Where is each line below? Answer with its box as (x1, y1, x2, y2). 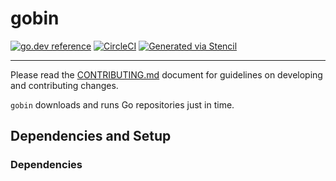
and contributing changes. (10, 79, 119, 91)
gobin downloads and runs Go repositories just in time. (10, 98, 235, 111)
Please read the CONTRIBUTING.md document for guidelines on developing (10, 68, 323, 81)
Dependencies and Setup (10, 128, 172, 145)
